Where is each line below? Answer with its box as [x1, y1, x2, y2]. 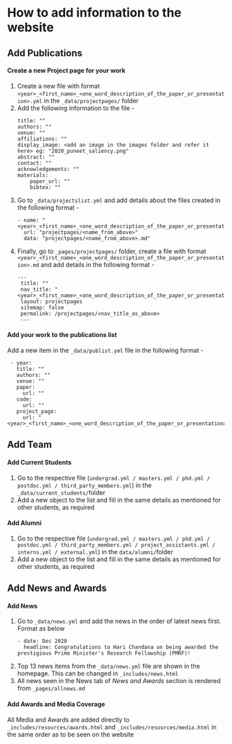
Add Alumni [7, 519, 42, 527]
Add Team [7, 439, 52, 451]
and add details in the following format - [40, 260, 155, 269]
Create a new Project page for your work [7, 66, 126, 75]
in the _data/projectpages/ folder [43, 96, 139, 105]
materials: [17, 172, 49, 179]
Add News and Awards [7, 583, 107, 595]
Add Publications [7, 47, 83, 59]
